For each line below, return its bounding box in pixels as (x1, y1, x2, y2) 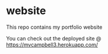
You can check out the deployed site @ (6, 35, 102, 42)
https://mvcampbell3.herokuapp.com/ (6, 41, 99, 48)
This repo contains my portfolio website (6, 23, 103, 31)
